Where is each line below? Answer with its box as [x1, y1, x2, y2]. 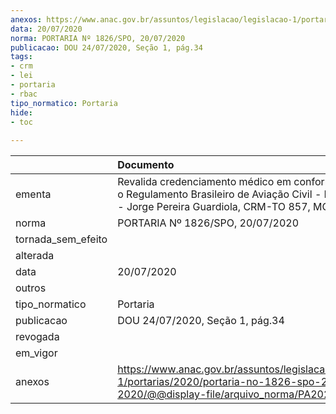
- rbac [10, 89, 38, 99]
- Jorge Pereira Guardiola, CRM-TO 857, [117, 200, 311, 214]
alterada [15, 249, 55, 263]
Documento [117, 158, 175, 172]
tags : [10, 52, 33, 62]
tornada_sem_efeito [15, 232, 108, 246]
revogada [15, 330, 60, 344]
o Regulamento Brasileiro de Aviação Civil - [117, 187, 322, 201]
